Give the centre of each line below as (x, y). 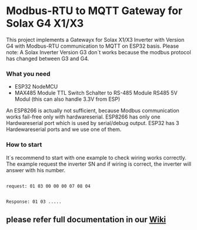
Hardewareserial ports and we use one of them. (64, 129)
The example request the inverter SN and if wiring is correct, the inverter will (99, 164)
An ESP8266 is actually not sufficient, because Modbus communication (93, 111)
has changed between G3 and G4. (48, 58)
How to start (24, 144)
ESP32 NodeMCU (36, 87)
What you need (29, 74)
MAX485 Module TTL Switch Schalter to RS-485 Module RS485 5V (96, 93)
